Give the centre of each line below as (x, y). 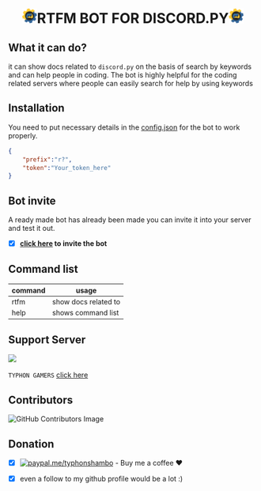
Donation (31, 444)
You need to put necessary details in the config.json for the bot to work (124, 127)
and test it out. (32, 229)
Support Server (47, 340)
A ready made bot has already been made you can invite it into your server (130, 220)
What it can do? (47, 47)
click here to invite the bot (63, 244)
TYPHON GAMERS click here (48, 375)
